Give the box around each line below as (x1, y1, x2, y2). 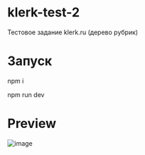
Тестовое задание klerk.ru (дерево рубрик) (7, 28, 139, 36)
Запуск (7, 53, 53, 69)
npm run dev (7, 90, 45, 99)
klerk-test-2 (7, 4, 80, 21)
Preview (7, 116, 57, 132)
